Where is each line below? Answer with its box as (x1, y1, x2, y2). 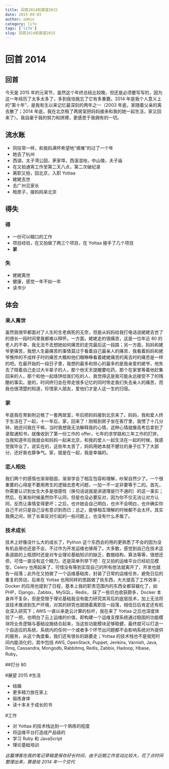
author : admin (5, 17, 35, 22)
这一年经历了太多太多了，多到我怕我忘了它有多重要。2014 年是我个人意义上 (5, 96, 162, 102)
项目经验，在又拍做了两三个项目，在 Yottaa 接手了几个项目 (12, 240, 134, 246)
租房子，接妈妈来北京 (12, 188, 57, 195)
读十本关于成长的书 (12, 702, 53, 708)
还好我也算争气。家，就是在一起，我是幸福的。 (14, 449, 111, 455)
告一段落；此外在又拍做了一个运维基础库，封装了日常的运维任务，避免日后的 (5, 570, 163, 576)
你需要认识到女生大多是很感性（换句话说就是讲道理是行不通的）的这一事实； (5, 488, 163, 494)
